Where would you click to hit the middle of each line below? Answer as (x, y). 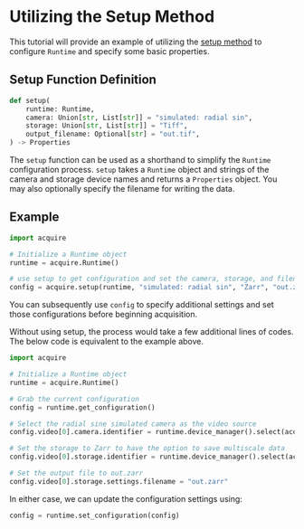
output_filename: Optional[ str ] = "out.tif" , (113, 134)
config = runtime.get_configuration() (82, 407)
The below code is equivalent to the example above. (107, 342)
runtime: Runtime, (60, 109)
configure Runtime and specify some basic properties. (109, 51)
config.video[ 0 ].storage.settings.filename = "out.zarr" (119, 481)
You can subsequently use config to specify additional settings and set (142, 305)
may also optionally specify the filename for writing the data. (122, 189)
